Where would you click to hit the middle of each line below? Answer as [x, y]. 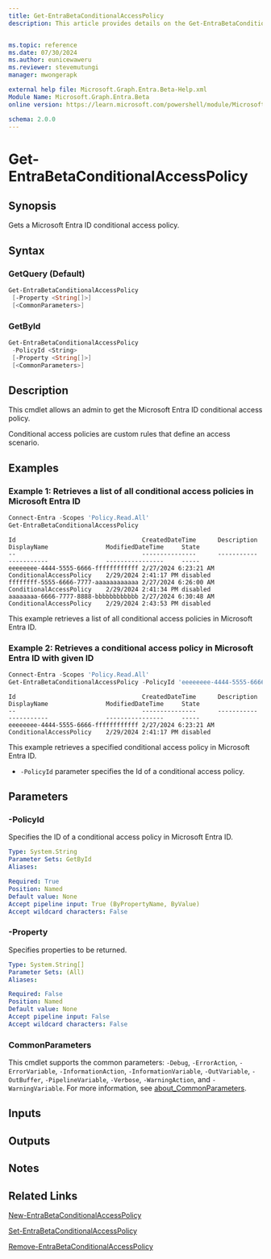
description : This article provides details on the [97, 23]
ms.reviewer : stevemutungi [54, 68]
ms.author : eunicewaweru [50, 60]
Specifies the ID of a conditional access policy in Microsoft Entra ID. [121, 837]
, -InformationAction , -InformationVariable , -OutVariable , [153, 1071]
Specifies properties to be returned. [68, 950]
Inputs [25, 1113]
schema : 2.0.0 [32, 119]
